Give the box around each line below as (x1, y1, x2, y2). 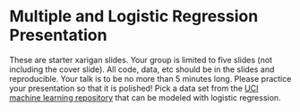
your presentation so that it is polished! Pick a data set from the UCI (9, 83, 259, 93)
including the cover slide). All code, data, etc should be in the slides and (9, 64, 275, 75)
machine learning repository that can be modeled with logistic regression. (9, 92, 281, 103)
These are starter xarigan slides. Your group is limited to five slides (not (9, 54, 273, 65)
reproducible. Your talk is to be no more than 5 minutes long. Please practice (9, 73, 292, 84)
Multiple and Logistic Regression (9, 6, 259, 27)
